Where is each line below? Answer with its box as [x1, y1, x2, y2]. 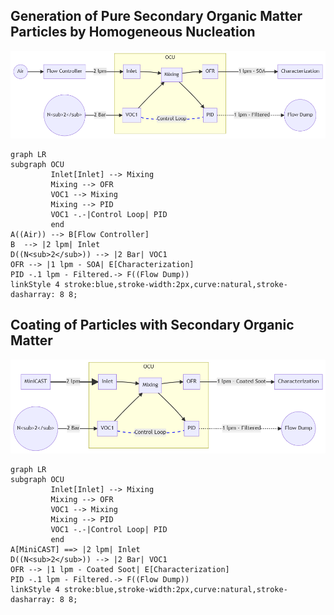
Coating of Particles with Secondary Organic [10, 317, 295, 334]
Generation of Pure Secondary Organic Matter [10, 8, 303, 25]
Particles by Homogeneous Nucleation [10, 24, 256, 41]
